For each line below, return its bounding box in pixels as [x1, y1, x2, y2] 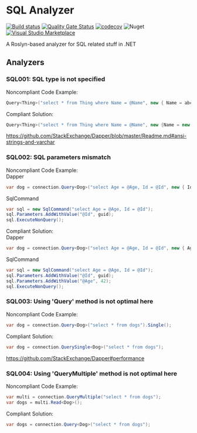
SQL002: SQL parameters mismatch [6, 153, 111, 161]
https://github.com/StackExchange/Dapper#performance [6, 354, 145, 361]
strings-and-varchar [6, 138, 55, 146]
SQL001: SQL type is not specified [6, 75, 106, 83]
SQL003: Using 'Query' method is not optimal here [6, 297, 154, 306]
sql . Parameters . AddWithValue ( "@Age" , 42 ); [6, 278, 111, 284]
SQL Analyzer [6, 4, 74, 17]
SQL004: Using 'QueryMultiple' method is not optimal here [6, 369, 178, 377]
